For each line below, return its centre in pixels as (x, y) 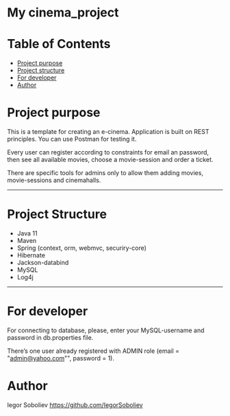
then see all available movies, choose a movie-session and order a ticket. (110, 160)
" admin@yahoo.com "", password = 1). (61, 358)
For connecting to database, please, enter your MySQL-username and (106, 330)
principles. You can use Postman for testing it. (72, 139)
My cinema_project (63, 13)
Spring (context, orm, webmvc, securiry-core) (82, 248)
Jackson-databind (43, 263)
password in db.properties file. (50, 337)
